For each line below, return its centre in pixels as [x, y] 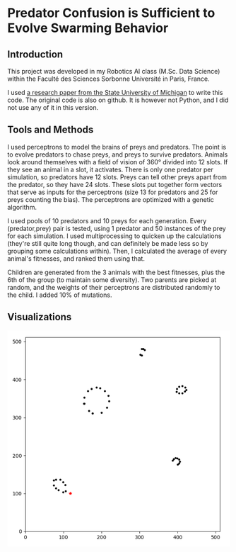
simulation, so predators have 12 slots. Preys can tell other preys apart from [117, 177]
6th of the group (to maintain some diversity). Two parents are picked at [112, 280]
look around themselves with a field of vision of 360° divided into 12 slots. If [118, 162]
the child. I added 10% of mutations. [60, 295]
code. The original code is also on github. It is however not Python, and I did [118, 100]
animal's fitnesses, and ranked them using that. [76, 258]
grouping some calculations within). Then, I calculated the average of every [117, 251]
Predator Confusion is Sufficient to [111, 13]
